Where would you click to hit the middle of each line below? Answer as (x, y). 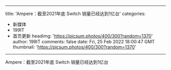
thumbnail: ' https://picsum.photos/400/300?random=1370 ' (74, 47)
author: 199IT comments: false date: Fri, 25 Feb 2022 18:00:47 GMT (84, 42)
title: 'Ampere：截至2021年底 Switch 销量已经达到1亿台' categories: (76, 14)
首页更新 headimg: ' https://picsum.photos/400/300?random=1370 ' (83, 36)
